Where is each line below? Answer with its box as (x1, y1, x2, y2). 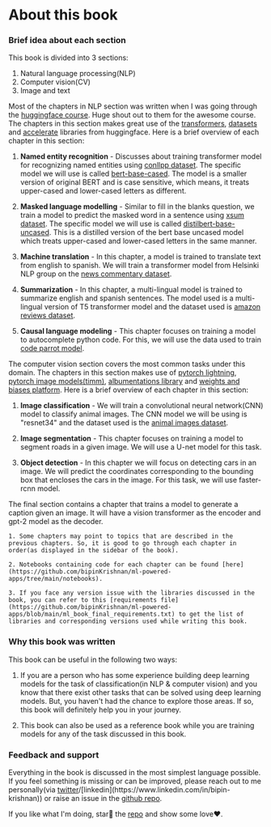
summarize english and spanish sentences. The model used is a (19, 293, 234, 303)
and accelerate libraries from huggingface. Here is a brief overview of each (8, 127, 260, 137)
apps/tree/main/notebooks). (8, 575, 104, 583)
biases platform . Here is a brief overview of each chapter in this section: (8, 385, 249, 394)
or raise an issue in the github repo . (44, 794, 163, 804)
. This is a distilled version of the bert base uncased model (49, 228, 244, 237)
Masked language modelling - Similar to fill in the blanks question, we (19, 202, 255, 211)
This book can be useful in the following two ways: (8, 654, 178, 664)
